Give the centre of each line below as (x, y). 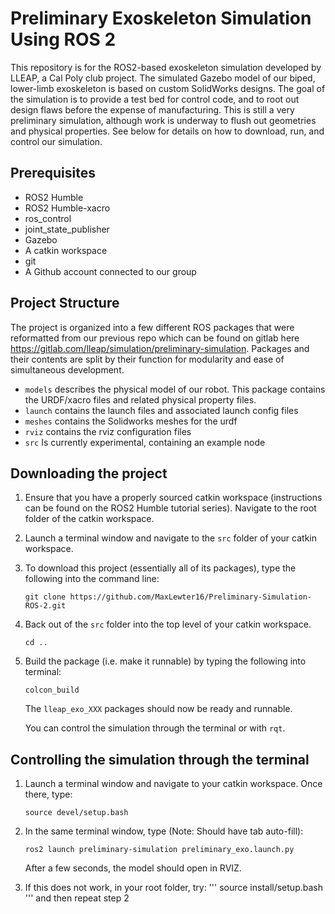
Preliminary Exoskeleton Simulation (161, 18)
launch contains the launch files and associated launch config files (161, 410)
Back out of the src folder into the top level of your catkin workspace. (168, 624)
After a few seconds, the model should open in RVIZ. (133, 868)
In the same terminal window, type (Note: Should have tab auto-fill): (164, 831)
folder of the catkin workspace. (89, 519)
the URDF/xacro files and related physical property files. (140, 399)
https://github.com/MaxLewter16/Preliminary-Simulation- (190, 597)
